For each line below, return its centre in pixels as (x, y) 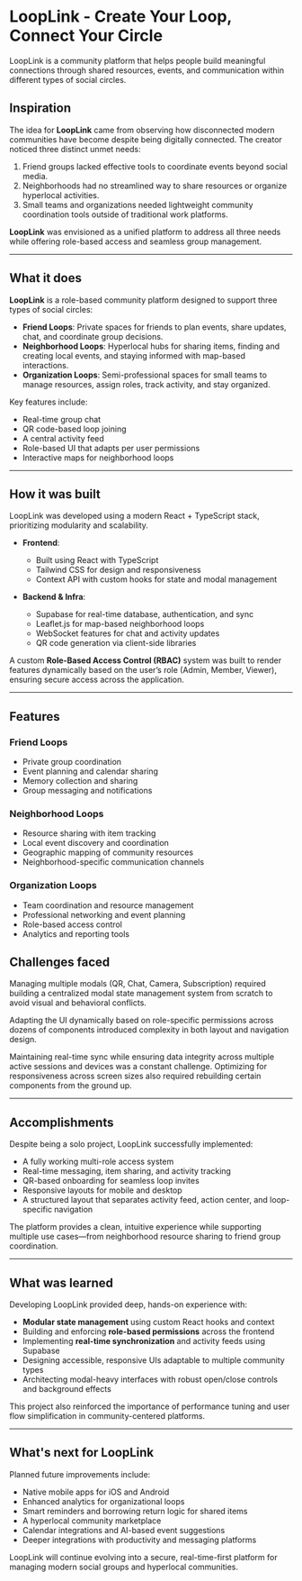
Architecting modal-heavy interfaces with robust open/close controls (150, 1379)
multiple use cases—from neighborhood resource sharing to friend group (145, 1237)
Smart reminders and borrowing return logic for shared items (135, 1511)
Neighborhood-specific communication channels (113, 862)
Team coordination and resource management (108, 905)
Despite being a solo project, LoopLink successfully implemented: (131, 1144)
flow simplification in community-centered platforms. (107, 1416)
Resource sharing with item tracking (89, 833)
